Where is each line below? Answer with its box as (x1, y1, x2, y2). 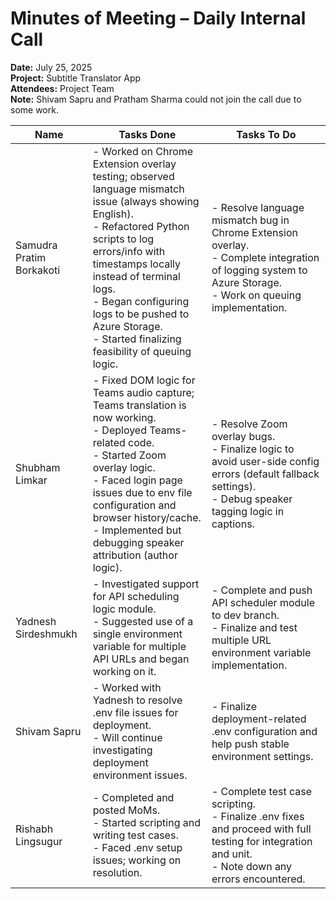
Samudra (15, 238, 58, 252)
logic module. (92, 602, 157, 616)
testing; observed (92, 169, 175, 183)
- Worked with (92, 680, 162, 694)
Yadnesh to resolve (92, 693, 183, 707)
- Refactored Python (92, 219, 190, 233)
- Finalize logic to (211, 442, 295, 456)
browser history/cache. (92, 510, 202, 524)
